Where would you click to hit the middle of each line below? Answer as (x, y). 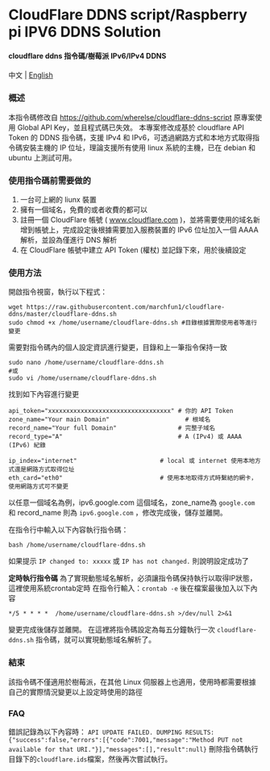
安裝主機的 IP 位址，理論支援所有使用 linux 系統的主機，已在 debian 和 (139, 148)
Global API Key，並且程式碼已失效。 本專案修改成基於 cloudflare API (131, 127)
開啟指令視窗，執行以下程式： (58, 292)
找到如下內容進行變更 (44, 394)
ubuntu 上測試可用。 (42, 157)
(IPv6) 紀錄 (27, 445)
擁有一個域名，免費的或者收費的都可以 (83, 209)
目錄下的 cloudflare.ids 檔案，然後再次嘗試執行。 (90, 759)
